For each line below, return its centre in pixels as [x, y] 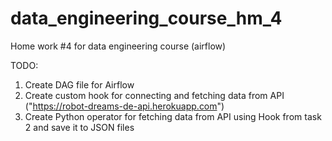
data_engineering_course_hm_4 [146, 18]
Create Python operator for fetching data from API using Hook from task [173, 116]
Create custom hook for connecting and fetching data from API [154, 95]
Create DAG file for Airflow [79, 84]
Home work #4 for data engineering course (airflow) [118, 46]
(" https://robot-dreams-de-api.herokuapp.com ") [124, 106]
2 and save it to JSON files [79, 127]
